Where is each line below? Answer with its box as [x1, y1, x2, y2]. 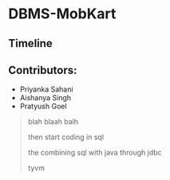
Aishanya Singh [19, 93, 72, 103]
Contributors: [8, 63, 77, 76]
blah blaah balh [27, 117, 78, 127]
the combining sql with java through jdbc [27, 148, 162, 158]
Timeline [8, 37, 53, 50]
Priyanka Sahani [19, 84, 73, 94]
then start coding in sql [27, 132, 105, 142]
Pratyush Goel [19, 101, 67, 112]
